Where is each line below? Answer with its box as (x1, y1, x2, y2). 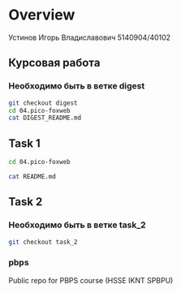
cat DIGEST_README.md (8, 114, 82, 123)
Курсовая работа (8, 56, 101, 70)
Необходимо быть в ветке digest (8, 80, 145, 92)
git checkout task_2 (8, 238, 79, 246)
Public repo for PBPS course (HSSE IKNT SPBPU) (8, 275, 174, 285)
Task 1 (8, 136, 41, 150)
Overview (8, 6, 75, 24)
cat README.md (8, 172, 57, 180)
